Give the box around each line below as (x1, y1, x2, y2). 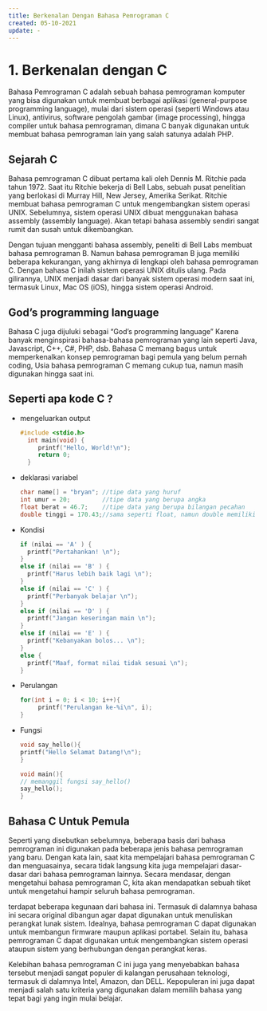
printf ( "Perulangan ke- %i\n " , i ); (37, 703, 153, 712)
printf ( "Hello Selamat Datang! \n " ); (19, 748, 142, 756)
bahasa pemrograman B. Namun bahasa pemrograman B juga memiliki (8, 249, 241, 258)
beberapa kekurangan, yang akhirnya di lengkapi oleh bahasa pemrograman (8, 257, 259, 267)
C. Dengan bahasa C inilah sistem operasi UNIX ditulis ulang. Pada (8, 266, 226, 275)
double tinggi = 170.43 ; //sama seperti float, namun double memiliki (19, 510, 257, 518)
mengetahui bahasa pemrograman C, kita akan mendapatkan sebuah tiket (8, 878, 251, 887)
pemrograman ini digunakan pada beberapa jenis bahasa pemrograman (8, 844, 244, 853)
